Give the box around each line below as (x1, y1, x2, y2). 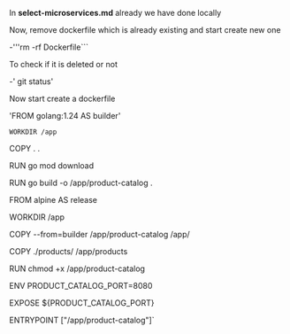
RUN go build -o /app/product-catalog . (9, 177, 153, 188)
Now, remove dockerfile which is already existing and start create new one (9, 25, 281, 35)
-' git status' (9, 76, 54, 87)
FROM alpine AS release (9, 195, 98, 205)
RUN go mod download (9, 160, 95, 171)
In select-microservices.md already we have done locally (9, 8, 222, 18)
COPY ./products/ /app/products (9, 246, 128, 256)
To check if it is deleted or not (9, 59, 118, 69)
